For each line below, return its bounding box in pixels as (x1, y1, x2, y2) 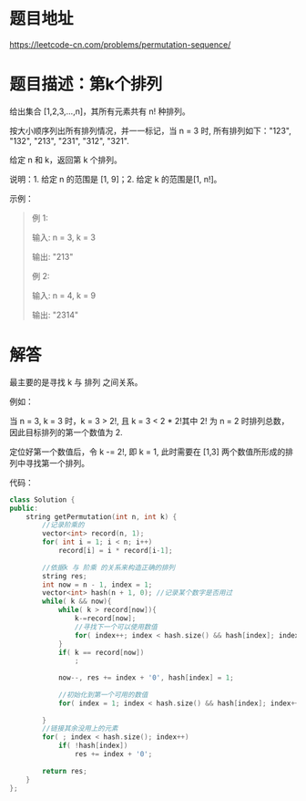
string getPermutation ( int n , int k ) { (25, 512, 178, 521)
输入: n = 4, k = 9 (31, 289, 97, 301)
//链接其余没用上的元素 (42, 724, 118, 733)
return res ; (42, 766, 88, 775)
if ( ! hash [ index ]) (57, 741, 128, 751)
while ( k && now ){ (42, 597, 112, 607)
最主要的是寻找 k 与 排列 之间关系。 (9, 376, 143, 388)
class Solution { (9, 494, 76, 505)
